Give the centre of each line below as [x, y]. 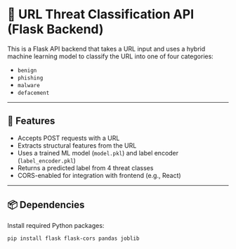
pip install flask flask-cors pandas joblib [73, 238]
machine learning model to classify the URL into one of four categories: [111, 56]
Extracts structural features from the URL [77, 145]
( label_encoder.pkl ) [46, 160]
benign [27, 70]
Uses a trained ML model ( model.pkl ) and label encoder [98, 153]
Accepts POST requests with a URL [68, 138]
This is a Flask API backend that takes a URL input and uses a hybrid [106, 49]
